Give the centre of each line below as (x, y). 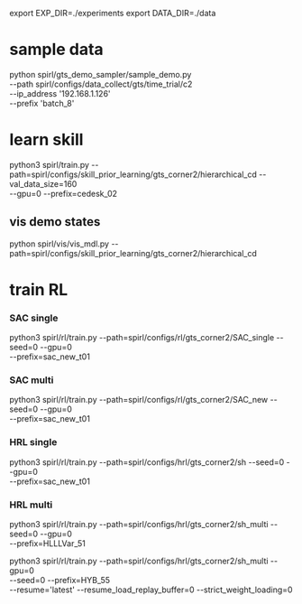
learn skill (46, 140)
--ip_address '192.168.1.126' (60, 93)
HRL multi (31, 505)
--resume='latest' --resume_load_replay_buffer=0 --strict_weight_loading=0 (151, 590)
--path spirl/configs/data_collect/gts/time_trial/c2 (101, 84)
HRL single (33, 442)
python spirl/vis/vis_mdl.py (59, 244)
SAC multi (32, 380)
